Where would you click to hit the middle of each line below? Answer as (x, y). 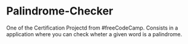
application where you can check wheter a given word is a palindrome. (94, 34)
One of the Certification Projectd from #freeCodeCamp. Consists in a (92, 28)
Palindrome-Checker (60, 11)
